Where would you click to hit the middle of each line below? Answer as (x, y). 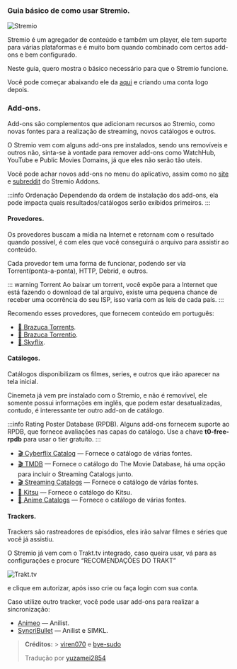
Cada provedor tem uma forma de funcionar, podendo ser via (97, 263)
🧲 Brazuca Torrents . (47, 327)
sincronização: (29, 609)
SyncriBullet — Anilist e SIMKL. (63, 631)
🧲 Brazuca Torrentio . (47, 334)
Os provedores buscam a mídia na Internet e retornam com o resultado (111, 234)
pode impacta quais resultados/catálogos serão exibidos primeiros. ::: (109, 202)
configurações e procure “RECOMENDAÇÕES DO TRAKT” (92, 561)
